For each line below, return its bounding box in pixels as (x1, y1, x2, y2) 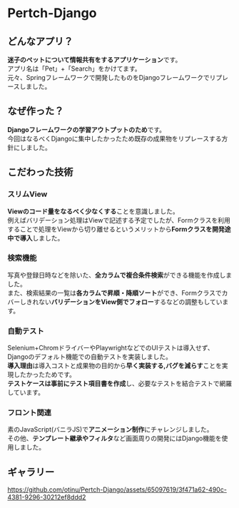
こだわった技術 (7, 166, 73, 178)
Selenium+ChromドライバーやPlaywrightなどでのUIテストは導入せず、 (7, 344, 214, 352)
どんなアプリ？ (7, 35, 73, 47)
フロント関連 (7, 408, 52, 418)
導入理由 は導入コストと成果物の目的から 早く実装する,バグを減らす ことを (7, 362, 223, 370)
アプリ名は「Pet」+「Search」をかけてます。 (7, 64, 141, 73)
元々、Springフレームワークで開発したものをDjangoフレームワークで (7, 73, 210, 81)
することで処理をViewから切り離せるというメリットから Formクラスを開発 (7, 225, 225, 233)
